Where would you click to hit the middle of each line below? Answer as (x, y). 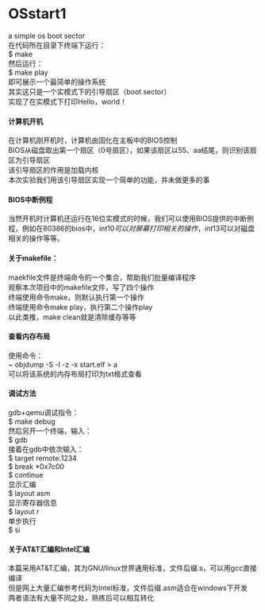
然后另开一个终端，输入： (50, 431)
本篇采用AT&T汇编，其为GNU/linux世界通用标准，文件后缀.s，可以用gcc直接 (132, 568)
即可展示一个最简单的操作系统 (57, 82)
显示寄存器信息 (33, 502)
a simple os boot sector (47, 36)
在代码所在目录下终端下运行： (57, 45)
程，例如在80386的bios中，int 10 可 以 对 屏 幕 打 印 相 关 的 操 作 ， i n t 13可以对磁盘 (132, 229)
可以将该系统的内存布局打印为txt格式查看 (75, 374)
